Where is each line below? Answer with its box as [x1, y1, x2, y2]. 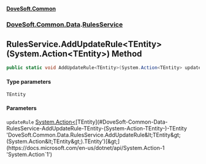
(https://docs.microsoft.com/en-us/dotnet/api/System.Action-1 [6, 144, 165, 151]
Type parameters [6, 78, 51, 85]
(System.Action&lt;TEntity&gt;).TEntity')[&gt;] [6, 138, 120, 145]
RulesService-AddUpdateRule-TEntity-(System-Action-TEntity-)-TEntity [6, 124, 187, 132]
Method [111, 48, 142, 59]
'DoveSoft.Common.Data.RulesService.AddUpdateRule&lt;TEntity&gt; [6, 131, 181, 138]
